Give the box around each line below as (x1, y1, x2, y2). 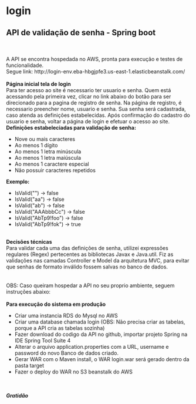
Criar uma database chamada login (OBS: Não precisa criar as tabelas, (14, 318, 185, 325)
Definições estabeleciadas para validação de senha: (6, 124, 137, 131)
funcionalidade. (6, 62, 44, 69)
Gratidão (6, 392, 28, 399)
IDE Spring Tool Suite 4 (14, 337, 71, 344)
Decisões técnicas (6, 238, 52, 245)
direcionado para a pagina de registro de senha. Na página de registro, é (6, 99, 182, 106)
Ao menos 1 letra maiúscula (14, 154, 81, 161)
